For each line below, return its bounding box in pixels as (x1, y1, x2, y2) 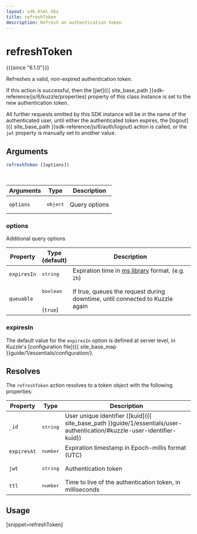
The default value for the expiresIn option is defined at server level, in (6, 337, 176, 344)
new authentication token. (6, 99, 69, 106)
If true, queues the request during (72, 287, 165, 295)
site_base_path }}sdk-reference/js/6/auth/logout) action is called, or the (13, 123, 188, 130)
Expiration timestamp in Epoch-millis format (64, 444, 186, 452)
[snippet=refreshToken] (6, 521, 63, 528)
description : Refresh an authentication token (6, 19, 122, 25)
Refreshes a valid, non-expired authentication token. (6, 76, 133, 83)
